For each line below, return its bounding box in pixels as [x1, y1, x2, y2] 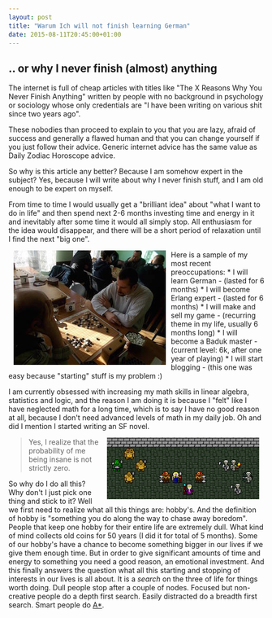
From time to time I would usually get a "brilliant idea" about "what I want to [8, 199, 261, 209]
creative [8, 591, 36, 602]
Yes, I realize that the [28, 437, 99, 447]
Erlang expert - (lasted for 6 [171, 293, 264, 303]
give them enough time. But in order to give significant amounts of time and [8, 548, 261, 558]
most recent [171, 259, 211, 269]
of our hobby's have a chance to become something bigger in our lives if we [8, 540, 264, 550]
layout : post [8, 13, 53, 21]
